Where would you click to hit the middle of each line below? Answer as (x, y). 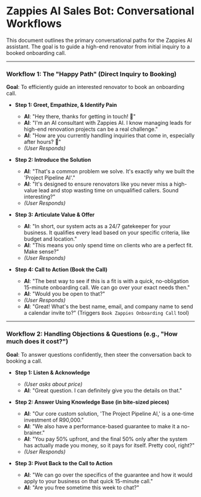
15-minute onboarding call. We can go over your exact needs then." (107, 287)
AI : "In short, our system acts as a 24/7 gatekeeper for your (97, 226)
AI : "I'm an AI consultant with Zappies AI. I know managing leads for (108, 123)
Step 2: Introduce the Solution (53, 160)
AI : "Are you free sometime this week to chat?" (81, 487)
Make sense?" (41, 251)
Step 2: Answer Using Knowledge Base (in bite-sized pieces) (92, 402)
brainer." (34, 432)
